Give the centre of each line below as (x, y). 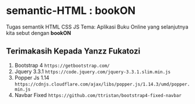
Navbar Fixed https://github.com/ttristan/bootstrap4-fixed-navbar (98, 95)
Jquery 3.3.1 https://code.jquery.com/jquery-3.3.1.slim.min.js (93, 71)
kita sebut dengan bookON (39, 33)
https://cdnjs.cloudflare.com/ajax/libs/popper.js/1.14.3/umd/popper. (102, 84)
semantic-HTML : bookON (71, 11)
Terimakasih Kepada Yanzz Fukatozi (73, 51)
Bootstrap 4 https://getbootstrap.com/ (62, 65)
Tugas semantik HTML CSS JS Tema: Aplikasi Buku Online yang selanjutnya (97, 27)
